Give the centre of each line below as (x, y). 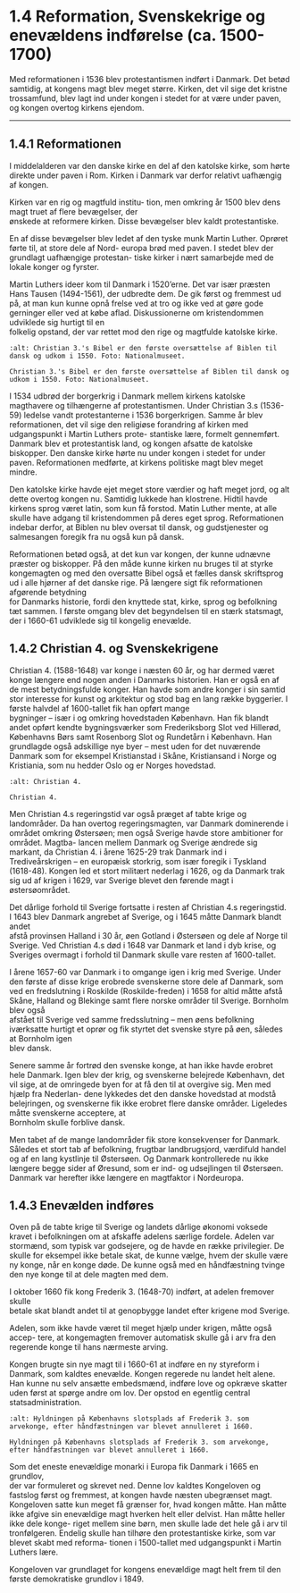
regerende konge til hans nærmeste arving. (89, 1347)
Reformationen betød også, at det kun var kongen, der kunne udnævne (140, 554)
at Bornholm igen (41, 1038)
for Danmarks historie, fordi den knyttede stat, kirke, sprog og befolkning (143, 602)
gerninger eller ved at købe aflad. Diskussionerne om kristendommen (137, 312)
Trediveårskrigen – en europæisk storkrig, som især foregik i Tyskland (138, 861)
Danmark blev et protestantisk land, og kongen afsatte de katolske (131, 443)
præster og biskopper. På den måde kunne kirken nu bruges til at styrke (142, 563)
